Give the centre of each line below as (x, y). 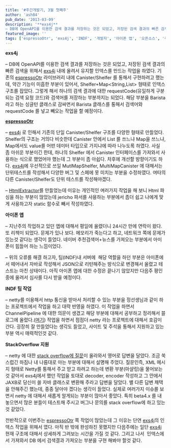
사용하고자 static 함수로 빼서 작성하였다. (52, 204)
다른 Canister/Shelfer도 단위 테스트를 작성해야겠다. (59, 179)
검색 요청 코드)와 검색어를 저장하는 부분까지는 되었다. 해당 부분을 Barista (90, 98)
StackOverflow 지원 (27, 344)
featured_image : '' (26, 34)
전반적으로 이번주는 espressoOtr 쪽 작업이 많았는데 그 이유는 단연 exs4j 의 (82, 420)
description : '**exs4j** (32, 24)
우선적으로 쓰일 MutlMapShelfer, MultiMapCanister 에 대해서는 (96, 166)
